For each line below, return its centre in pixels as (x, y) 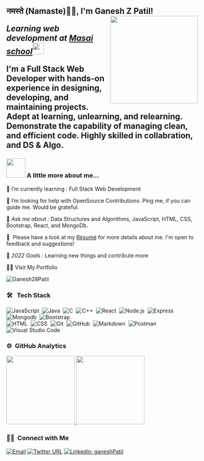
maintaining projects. (48, 107)
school (19, 51)
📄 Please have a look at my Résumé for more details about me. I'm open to (100, 237)
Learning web (33, 29)
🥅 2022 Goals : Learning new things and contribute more (77, 255)
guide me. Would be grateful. (42, 207)
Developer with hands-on (56, 79)
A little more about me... (63, 175)
